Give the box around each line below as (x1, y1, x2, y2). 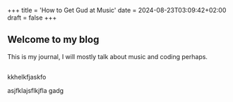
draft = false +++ (7, 13, 57, 22)
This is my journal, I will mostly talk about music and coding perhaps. (7, 52, 208, 60)
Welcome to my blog (7, 34, 100, 46)
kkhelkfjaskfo (7, 73, 47, 82)
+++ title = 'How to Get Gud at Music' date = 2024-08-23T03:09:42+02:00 (7, 6, 227, 14)
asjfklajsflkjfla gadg (7, 87, 64, 95)
